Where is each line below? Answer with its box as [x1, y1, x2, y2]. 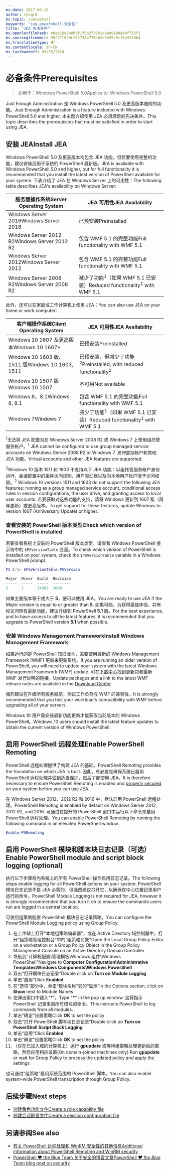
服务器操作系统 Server [15, 196, 67, 203]
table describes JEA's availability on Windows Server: [6, 183, 117, 189]
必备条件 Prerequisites [6, 72, 98, 84]
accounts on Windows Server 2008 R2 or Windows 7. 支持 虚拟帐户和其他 [6, 450, 157, 456]
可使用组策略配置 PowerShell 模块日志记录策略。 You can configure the [6, 914, 152, 921]
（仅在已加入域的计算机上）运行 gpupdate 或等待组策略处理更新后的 [13, 1043, 155, 1049]
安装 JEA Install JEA [6, 140, 67, 149]
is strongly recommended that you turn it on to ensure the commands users [6, 899, 162, 905]
